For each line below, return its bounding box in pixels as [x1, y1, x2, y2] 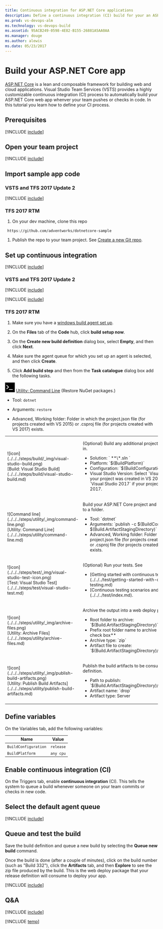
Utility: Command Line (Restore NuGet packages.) [16, 387, 116, 393]
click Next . [12, 344, 34, 349]
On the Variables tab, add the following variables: [5, 726, 103, 731]
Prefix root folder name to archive [89, 627, 157, 633]
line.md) [7, 537, 24, 543]
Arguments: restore [12, 406, 52, 412]
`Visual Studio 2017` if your [89, 481, 145, 487]
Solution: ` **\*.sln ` [89, 455, 130, 461]
